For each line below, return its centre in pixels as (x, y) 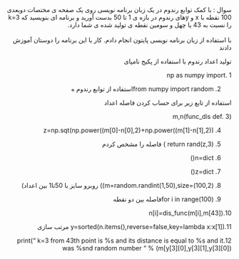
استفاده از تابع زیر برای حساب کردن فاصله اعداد (168, 102)
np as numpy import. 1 (199, 75)
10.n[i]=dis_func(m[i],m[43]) (190, 213)
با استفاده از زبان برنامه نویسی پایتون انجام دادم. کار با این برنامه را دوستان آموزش (122, 40)
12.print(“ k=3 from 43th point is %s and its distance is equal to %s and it (124, 240)
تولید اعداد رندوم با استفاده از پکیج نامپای (178, 61)
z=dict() (202, 171)
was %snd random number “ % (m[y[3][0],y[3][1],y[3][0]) (147, 248)
